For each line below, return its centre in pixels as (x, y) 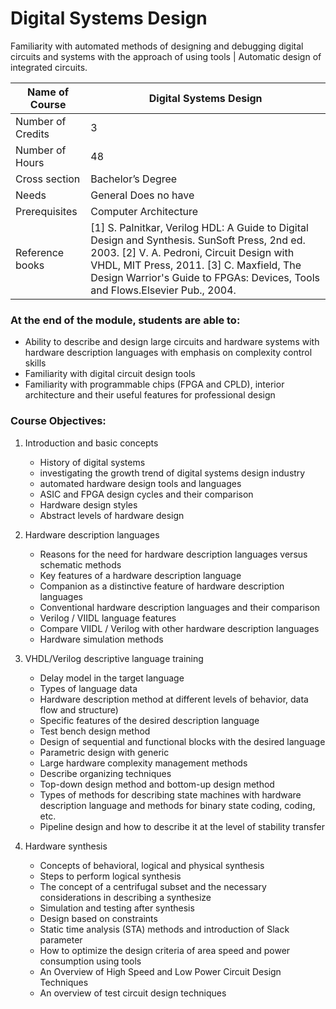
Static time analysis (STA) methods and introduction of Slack (164, 929)
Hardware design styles (88, 504)
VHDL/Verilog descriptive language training (114, 658)
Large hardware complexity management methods (143, 763)
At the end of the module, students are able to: (125, 320)
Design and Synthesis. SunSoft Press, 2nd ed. (198, 240)
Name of (48, 92)
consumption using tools (90, 961)
